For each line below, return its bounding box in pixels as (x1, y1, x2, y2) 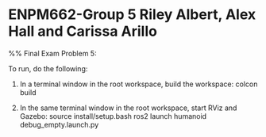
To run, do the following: (8, 63, 88, 73)
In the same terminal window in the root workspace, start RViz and (19, 103, 237, 112)
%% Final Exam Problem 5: (8, 48, 97, 58)
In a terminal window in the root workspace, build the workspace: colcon (19, 79, 258, 89)
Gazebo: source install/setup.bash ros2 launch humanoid (19, 111, 207, 120)
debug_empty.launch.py (19, 120, 99, 129)
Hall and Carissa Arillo (8, 22, 157, 40)
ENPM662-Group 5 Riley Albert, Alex (8, 6, 256, 24)
